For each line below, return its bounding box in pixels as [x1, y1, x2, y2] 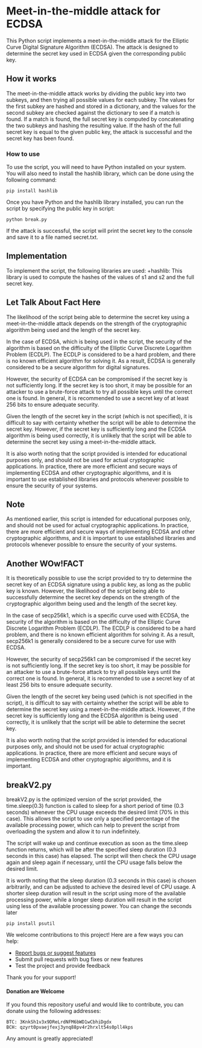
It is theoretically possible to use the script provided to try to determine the [6, 574, 192, 582]
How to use [6, 150, 40, 158]
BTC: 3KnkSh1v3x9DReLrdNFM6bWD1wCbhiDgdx [6, 1019, 112, 1025]
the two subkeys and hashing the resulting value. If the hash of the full [6, 122, 181, 129]
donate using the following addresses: [6, 1008, 101, 1015]
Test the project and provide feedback [14, 962, 110, 970]
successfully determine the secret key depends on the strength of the [6, 594, 180, 601]
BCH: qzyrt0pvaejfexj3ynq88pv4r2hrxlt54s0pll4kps [6, 1024, 134, 1031]
